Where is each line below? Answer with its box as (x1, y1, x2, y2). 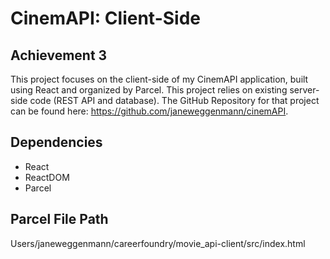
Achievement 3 (10, 47, 108, 64)
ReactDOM (24, 171, 70, 183)
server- (289, 84, 320, 96)
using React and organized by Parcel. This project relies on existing (10, 84, 288, 96)
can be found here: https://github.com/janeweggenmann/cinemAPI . (10, 105, 289, 117)
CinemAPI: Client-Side (10, 7, 201, 30)
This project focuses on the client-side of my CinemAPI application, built (10, 73, 309, 85)
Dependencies (10, 134, 103, 151)
